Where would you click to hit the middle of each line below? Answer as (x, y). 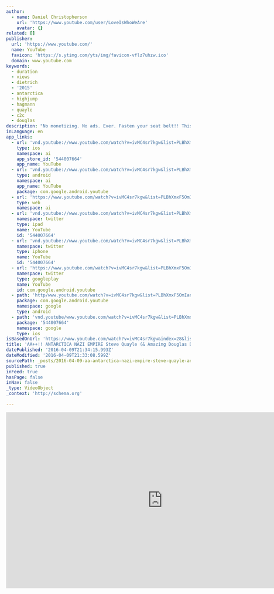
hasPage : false (25, 377)
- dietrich (25, 83)
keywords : (18, 66)
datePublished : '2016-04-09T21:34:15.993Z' (60, 350)
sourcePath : (20, 361)
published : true (26, 366)
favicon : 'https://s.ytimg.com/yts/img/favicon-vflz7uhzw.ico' (90, 55)
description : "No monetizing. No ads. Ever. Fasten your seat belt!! (93, 126)
